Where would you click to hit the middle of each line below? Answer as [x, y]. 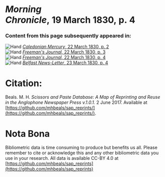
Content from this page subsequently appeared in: [68, 36]
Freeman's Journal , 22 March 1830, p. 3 [64, 52]
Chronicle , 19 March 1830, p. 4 [70, 20]
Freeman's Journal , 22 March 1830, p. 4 [64, 57]
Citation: [24, 83]
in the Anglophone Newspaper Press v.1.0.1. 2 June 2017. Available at [76, 102]
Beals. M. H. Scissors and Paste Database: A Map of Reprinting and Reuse [83, 97]
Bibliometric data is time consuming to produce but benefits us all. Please [81, 148]
